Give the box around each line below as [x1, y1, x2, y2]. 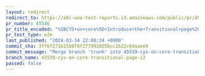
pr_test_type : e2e [6, 32, 53, 38]
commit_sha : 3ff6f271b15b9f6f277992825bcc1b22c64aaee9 [6, 44, 149, 50]
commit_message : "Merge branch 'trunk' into [6, 49, 121, 55]
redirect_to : [6, 15, 39, 21]
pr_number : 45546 [6, 20, 50, 26]
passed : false [6, 60, 42, 66]
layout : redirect [6, 9, 50, 15]
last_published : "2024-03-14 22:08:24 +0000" [6, 37, 124, 44]
